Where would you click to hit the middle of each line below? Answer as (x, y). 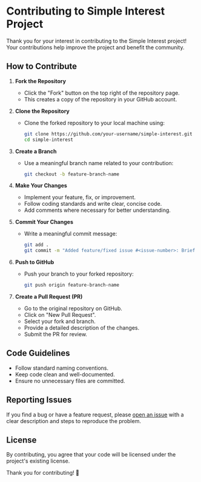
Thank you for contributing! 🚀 (43, 473)
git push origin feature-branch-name (72, 285)
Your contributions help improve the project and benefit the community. (95, 47)
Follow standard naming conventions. (62, 368)
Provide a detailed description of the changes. (82, 328)
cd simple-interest (49, 140)
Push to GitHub (35, 262)
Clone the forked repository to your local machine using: (94, 123)
